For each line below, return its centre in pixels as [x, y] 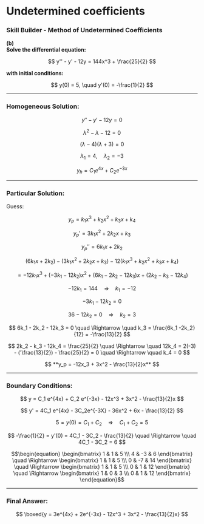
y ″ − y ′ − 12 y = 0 [102, 120]
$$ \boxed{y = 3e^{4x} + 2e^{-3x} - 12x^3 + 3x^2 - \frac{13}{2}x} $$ [102, 514]
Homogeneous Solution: [43, 106]
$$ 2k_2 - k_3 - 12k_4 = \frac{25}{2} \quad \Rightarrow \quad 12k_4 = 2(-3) [102, 346]
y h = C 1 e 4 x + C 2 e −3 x [102, 171]
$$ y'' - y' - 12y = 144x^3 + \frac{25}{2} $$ [102, 61]
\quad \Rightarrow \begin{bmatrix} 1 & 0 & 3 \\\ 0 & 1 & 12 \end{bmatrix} [102, 473]
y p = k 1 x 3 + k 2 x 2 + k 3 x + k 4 [102, 219]
